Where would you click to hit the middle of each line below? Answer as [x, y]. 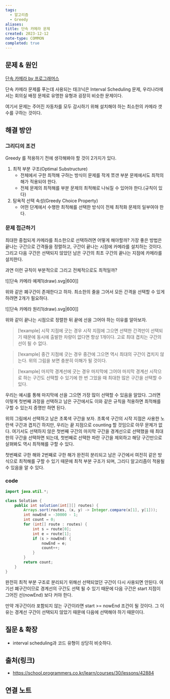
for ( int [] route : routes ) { [55, 525]
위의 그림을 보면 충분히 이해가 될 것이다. [68, 360]
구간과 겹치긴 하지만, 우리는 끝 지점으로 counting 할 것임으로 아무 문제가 [86, 425]
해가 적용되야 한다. [39, 182]
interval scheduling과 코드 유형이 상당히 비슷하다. [62, 643]
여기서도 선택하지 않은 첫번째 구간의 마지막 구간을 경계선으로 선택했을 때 [83, 431]
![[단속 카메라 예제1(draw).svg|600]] [42, 281]
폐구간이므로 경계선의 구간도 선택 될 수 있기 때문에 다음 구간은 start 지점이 [88, 588]
